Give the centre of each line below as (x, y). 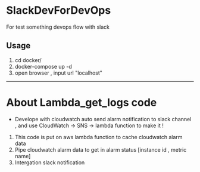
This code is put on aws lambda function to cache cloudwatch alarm (99, 137)
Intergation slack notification (50, 162)
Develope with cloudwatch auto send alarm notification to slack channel (103, 119)
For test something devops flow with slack (58, 27)
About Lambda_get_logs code (82, 102)
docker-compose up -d (43, 66)
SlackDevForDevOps (59, 10)
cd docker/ (28, 60)
